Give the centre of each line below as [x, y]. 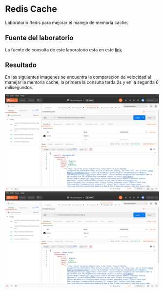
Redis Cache [31, 9]
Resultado [21, 65]
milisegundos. [19, 87]
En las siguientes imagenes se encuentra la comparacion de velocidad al [78, 77]
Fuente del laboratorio [39, 38]
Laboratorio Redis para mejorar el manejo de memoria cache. [67, 22]
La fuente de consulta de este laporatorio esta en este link [63, 49]
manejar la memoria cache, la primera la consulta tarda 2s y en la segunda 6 [82, 82]
